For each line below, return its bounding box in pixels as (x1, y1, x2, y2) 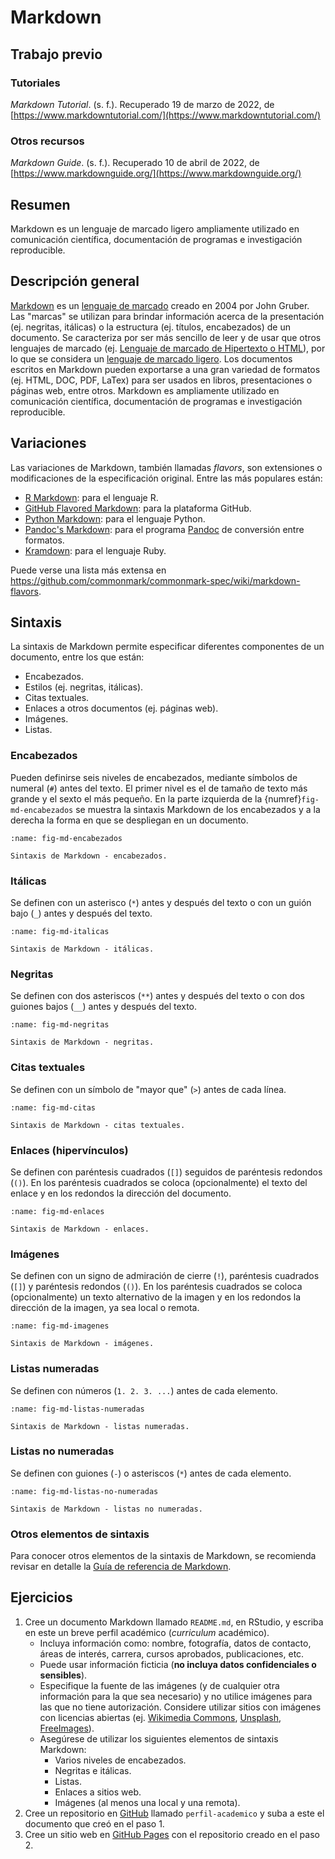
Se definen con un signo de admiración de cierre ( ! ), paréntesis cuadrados (10, 1270, 320, 1282)
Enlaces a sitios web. (54, 1786, 142, 1798)
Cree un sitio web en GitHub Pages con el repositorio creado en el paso (24, 1828, 320, 1840)
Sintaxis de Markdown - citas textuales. (10, 1120, 186, 1130)
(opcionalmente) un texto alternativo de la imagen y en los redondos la (10, 1291, 302, 1303)
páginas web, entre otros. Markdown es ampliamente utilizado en (10, 384, 280, 396)
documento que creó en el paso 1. (24, 1817, 165, 1830)
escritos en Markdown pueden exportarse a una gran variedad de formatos (10, 363, 321, 375)
